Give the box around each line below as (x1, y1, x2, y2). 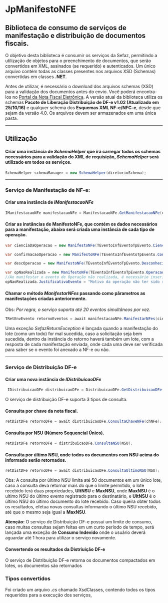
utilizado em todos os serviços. (5, 159, 72, 165)
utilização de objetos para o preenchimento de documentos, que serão (5, 58, 151, 64)
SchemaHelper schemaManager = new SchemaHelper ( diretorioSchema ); (5, 170, 146, 175)
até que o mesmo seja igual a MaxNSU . (5, 509, 86, 515)
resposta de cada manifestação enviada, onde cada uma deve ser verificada (5, 342, 163, 347)
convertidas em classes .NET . (5, 74, 67, 80)
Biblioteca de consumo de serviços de (5, 24, 126, 32)
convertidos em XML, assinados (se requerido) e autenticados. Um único (5, 63, 156, 69)
